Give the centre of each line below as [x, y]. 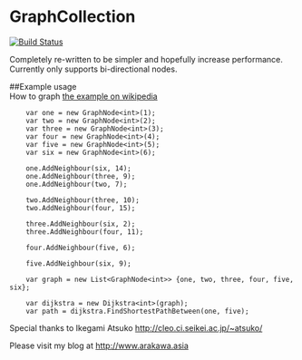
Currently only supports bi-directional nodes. [93, 69]
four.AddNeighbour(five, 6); [81, 248]
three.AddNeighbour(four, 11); [85, 232]
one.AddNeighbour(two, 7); [77, 184]
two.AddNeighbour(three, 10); [83, 200]
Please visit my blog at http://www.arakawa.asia [99, 345]
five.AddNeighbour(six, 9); [78, 263]
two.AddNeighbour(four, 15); [81, 208]
